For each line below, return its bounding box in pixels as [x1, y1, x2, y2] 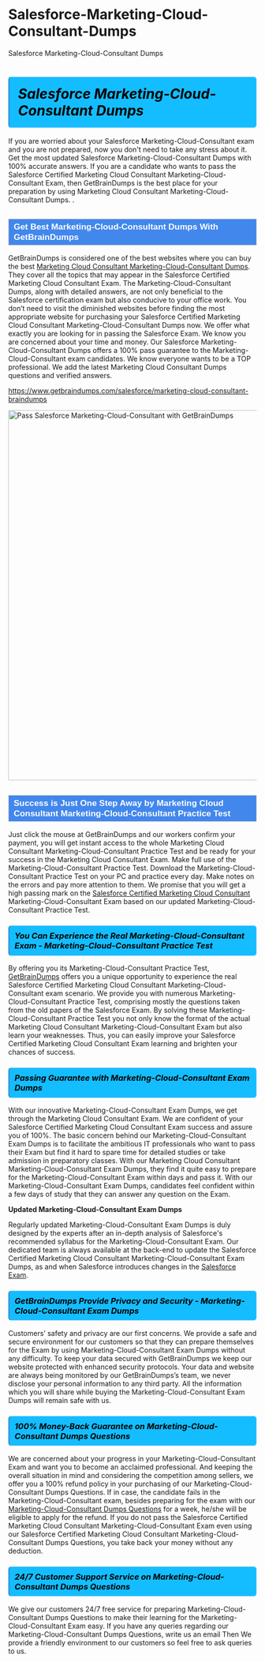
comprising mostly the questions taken [114, 997, 241, 1007]
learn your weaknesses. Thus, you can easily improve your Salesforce [8, 1030, 236, 1040]
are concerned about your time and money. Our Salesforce [8, 337, 200, 347]
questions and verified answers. [8, 371, 113, 381]
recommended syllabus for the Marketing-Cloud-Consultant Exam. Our [8, 1236, 239, 1246]
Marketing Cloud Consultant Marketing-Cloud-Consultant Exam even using [8, 1521, 252, 1530]
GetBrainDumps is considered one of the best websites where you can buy [8, 253, 252, 263]
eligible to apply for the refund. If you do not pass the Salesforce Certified [8, 1512, 248, 1521]
